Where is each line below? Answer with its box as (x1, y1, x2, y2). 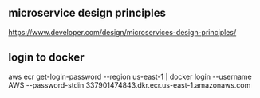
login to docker (8, 51, 85, 65)
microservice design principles (8, 6, 166, 20)
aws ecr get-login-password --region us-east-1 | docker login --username (8, 72, 253, 81)
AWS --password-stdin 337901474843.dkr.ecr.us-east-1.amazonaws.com (8, 80, 251, 90)
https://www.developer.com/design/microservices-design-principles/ (8, 27, 237, 37)
